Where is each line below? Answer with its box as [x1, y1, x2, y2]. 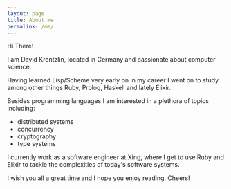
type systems [17, 140, 57, 148]
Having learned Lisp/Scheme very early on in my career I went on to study [7, 76, 219, 84]
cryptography [17, 132, 57, 141]
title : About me [7, 17, 54, 24]
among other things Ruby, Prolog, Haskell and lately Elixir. [7, 84, 172, 92]
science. [7, 63, 32, 71]
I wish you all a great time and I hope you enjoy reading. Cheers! [7, 174, 190, 182]
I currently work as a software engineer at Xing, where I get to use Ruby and [7, 153, 225, 161]
